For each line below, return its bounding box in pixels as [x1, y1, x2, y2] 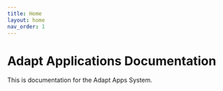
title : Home [7, 10, 42, 17]
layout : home [7, 17, 45, 24]
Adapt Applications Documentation [7, 53, 217, 69]
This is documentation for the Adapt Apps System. [7, 76, 152, 84]
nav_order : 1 [7, 23, 45, 30]
